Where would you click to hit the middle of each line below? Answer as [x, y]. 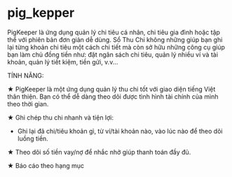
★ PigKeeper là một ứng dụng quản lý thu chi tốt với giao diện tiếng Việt [111, 89]
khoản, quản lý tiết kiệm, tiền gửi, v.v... [63, 62]
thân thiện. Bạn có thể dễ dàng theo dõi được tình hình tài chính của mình [113, 97]
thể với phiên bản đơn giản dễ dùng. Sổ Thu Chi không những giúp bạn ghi [115, 39]
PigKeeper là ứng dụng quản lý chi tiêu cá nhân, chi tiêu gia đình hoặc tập [114, 32]
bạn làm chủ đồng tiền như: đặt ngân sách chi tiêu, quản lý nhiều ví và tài [113, 55]
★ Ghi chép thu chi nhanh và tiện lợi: [61, 118]
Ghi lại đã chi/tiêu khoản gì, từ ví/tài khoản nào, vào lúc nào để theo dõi [120, 131]
